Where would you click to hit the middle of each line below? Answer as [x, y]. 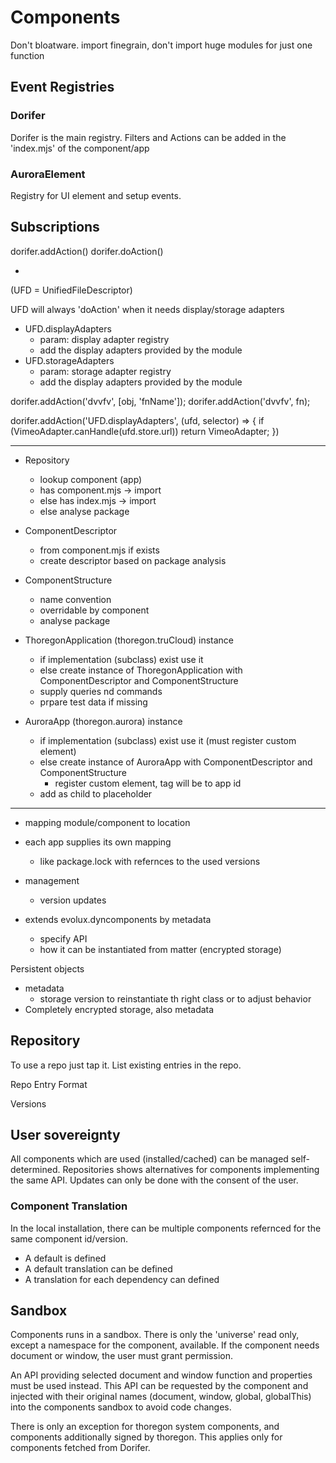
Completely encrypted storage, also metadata [119, 1009]
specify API [63, 938]
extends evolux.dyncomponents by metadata [118, 919]
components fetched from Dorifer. [80, 1448]
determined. [35, 1170]
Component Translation [69, 1206]
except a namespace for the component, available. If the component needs [165, 1345]
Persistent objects [47, 968]
